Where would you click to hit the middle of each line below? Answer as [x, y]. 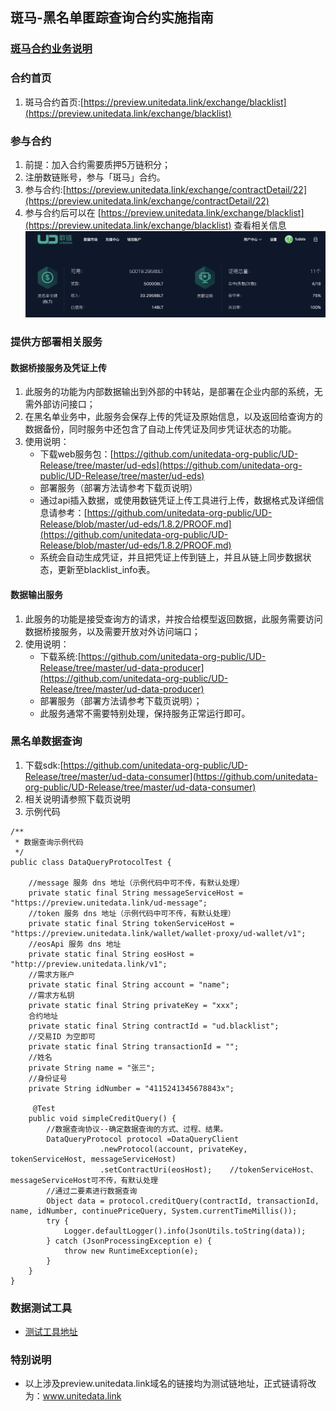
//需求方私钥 [51, 995]
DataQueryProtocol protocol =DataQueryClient [143, 1139]
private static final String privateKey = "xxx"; [134, 1005]
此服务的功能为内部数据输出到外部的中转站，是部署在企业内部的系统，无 [173, 392]
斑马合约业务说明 [51, 49]
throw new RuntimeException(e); [131, 1251]
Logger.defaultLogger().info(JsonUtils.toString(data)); [185, 1231]
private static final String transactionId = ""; [134, 1046]
